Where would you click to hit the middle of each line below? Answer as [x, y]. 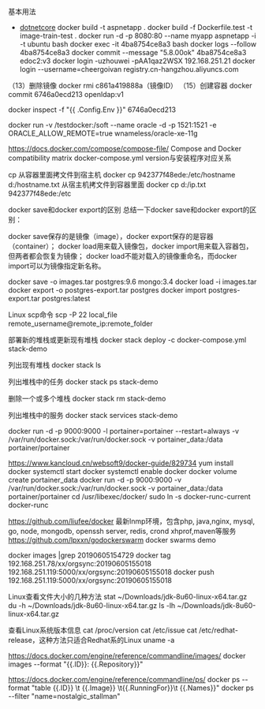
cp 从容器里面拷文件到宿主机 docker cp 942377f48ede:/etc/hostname [122, 175]
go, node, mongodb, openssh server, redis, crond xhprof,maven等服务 [122, 531]
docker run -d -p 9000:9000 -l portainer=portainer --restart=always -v [123, 431]
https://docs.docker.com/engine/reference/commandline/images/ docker [127, 656]
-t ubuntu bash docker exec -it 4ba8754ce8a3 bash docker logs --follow [138, 44]
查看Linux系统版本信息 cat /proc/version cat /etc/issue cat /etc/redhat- [123, 630]
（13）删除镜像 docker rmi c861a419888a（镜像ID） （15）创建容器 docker [130, 86]
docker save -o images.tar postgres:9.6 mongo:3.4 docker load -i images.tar [132, 282]
